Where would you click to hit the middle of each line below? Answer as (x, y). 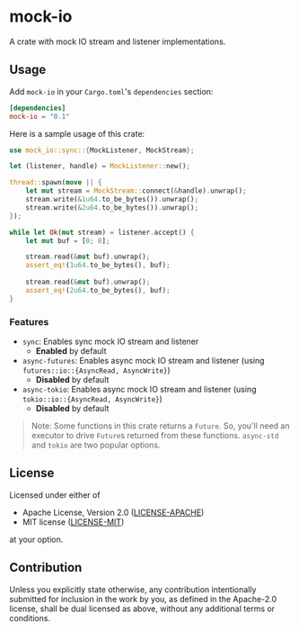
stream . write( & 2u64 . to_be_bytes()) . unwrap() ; (112, 207)
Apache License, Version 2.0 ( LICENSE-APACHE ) (113, 512)
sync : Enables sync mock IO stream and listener (110, 341)
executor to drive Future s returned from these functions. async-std (155, 435)
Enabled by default (71, 351)
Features (29, 321)
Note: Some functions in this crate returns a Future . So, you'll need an (160, 426)
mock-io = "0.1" (40, 116)
